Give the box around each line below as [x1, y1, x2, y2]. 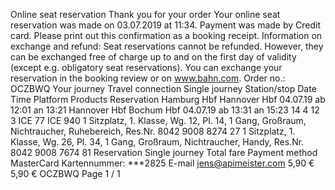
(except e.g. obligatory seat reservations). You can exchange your [10, 62, 283, 73]
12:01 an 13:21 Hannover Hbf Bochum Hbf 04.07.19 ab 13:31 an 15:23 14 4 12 [10, 104, 320, 116]
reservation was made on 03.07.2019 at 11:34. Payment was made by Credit [10, 19, 322, 31]
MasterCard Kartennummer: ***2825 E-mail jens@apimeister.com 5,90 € [10, 157, 315, 169]
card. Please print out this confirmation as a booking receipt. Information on [10, 30, 323, 41]
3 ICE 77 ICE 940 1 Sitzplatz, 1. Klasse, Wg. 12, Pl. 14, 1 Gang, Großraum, [10, 115, 307, 126]
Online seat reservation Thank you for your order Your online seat [10, 9, 281, 20]
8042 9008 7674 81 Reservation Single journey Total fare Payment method [10, 147, 318, 158]
